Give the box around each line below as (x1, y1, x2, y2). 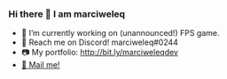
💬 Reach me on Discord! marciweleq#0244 (20, 37, 179, 47)
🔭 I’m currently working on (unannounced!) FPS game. (20, 28, 220, 39)
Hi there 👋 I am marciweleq (8, 8, 126, 20)
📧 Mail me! (20, 60, 60, 70)
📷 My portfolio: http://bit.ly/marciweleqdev (20, 47, 179, 58)
